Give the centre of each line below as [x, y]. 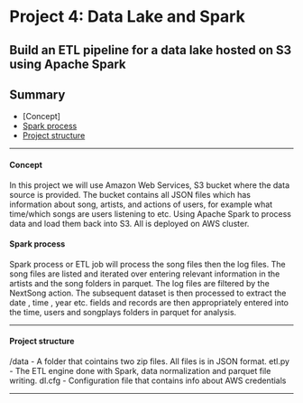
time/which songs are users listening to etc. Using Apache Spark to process [150, 213]
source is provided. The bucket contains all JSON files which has [130, 194]
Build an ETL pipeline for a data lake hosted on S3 [151, 50]
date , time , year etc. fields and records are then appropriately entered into [149, 302]
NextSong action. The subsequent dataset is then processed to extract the [148, 293]
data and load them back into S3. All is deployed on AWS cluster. [129, 223]
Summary [37, 94]
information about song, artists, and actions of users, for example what [141, 204]
